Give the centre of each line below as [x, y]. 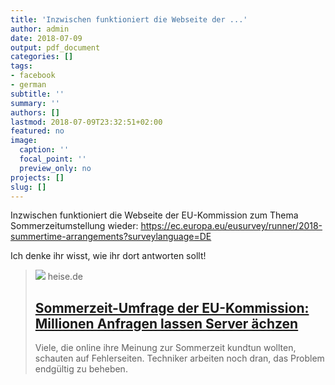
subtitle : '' [37, 94]
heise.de [65, 277]
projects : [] [37, 177]
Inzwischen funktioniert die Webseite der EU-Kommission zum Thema [154, 215]
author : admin [40, 29]
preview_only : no [55, 168]
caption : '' [44, 150]
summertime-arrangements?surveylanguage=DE [111, 237]
